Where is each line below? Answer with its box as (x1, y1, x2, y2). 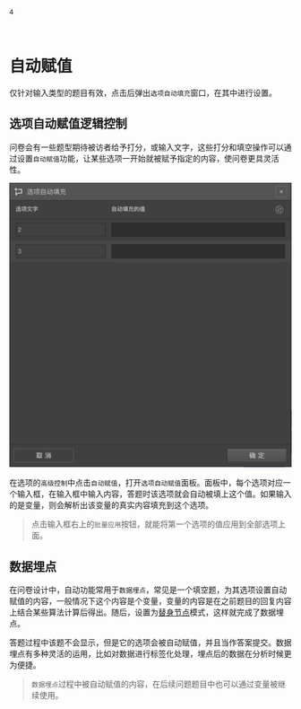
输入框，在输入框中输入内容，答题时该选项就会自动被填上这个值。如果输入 (16, 488, 292, 500)
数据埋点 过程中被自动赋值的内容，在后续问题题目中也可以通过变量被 (30, 678, 279, 689)
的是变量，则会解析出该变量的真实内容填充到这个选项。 (9, 500, 213, 511)
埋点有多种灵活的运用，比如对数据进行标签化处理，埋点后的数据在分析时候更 (9, 649, 292, 660)
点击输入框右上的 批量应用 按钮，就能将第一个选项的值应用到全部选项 (30, 519, 279, 530)
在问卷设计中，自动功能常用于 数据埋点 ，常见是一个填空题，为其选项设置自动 (9, 584, 288, 595)
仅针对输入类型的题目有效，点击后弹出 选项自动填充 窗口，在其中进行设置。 (9, 87, 278, 98)
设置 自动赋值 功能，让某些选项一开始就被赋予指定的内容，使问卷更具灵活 (16, 153, 279, 163)
